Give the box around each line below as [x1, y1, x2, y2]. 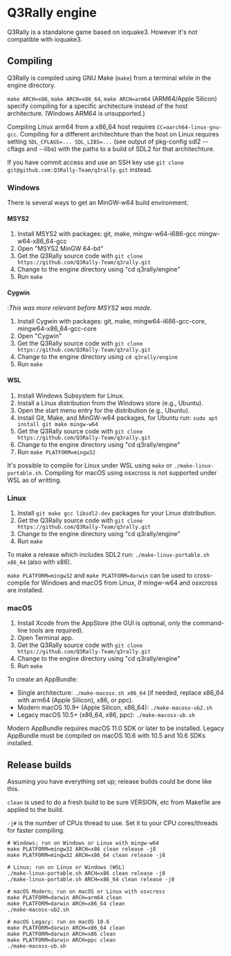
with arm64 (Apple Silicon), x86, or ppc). [17, 696, 133, 705]
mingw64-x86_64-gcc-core [17, 324, 97, 333]
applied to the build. [7, 806, 64, 814]
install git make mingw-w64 [17, 421, 98, 427]
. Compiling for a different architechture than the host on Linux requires [16, 130, 219, 138]
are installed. [7, 585, 44, 594]
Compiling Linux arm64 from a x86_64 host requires [7, 123, 156, 131]
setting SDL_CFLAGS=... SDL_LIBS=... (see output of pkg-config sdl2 [7, 137, 201, 145]
